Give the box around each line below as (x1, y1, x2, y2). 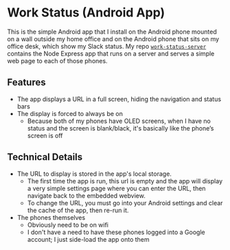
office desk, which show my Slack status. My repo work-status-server (7, 42, 207, 50)
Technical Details (7, 151, 83, 163)
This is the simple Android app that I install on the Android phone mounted (7, 27, 218, 36)
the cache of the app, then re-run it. (27, 206, 129, 214)
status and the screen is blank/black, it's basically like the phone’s (27, 124, 214, 132)
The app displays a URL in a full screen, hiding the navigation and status (16, 95, 222, 103)
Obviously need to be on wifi (27, 220, 108, 229)
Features (7, 77, 46, 89)
